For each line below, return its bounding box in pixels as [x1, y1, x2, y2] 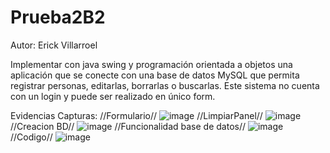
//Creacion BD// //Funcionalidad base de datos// [10, 120, 247, 132]
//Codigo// [10, 131, 53, 143]
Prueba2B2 [10, 6, 106, 29]
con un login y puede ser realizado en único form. [10, 90, 216, 102]
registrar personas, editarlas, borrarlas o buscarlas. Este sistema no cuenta [10, 79, 320, 91]
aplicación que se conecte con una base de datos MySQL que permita [10, 69, 300, 81]
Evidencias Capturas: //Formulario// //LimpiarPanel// [10, 109, 263, 121]
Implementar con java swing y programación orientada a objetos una [10, 58, 293, 70]
